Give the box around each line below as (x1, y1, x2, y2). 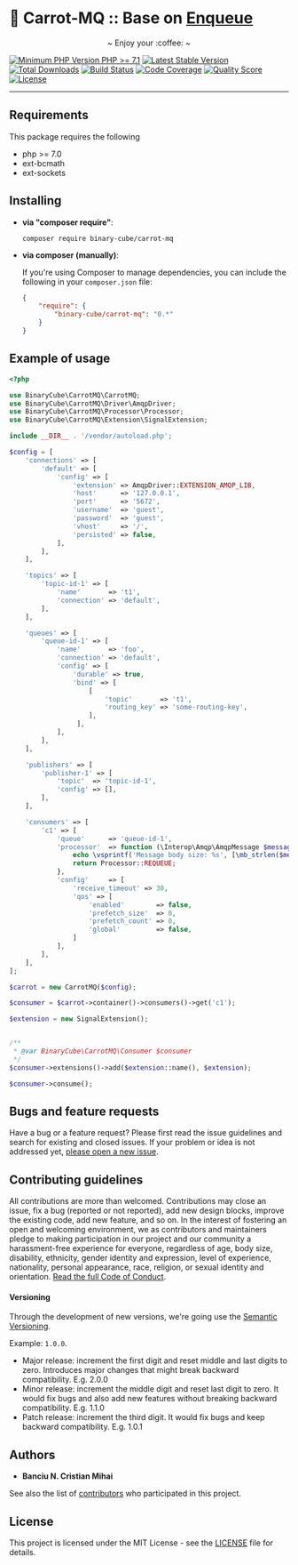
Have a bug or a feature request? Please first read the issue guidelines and (9, 1128, 282, 1138)
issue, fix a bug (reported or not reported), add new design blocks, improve (9, 1205, 285, 1216)
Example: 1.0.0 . (9, 1338, 68, 1349)
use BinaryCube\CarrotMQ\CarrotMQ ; (9, 390, 141, 399)
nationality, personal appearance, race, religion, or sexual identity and (9, 1262, 264, 1272)
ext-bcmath (21, 157, 65, 168)
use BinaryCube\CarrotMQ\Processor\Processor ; (9, 407, 184, 416)
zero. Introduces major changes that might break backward (21, 1365, 239, 1376)
